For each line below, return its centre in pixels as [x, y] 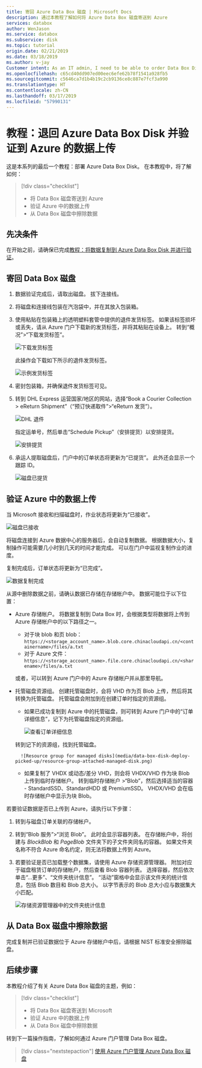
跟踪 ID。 [26, 465]
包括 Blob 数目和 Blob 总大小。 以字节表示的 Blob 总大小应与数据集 [108, 885]
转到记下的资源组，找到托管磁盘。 [57, 745]
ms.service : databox [32, 34]
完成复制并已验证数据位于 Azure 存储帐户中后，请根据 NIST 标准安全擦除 [96, 941]
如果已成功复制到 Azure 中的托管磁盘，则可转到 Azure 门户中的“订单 [109, 711]
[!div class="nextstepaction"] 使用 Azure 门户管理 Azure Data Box [103, 1051]
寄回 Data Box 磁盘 [41, 278]
